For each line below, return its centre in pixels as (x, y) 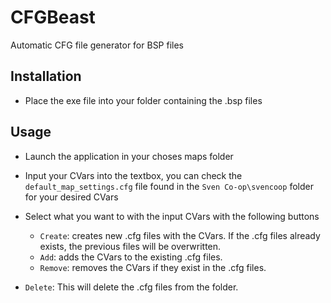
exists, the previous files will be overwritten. (130, 246)
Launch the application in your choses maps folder (129, 156)
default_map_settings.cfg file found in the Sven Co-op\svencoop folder (169, 186)
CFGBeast (53, 17)
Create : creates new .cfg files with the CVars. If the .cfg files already (180, 235)
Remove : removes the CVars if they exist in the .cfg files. (153, 267)
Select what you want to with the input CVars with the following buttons (172, 216)
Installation (46, 76)
